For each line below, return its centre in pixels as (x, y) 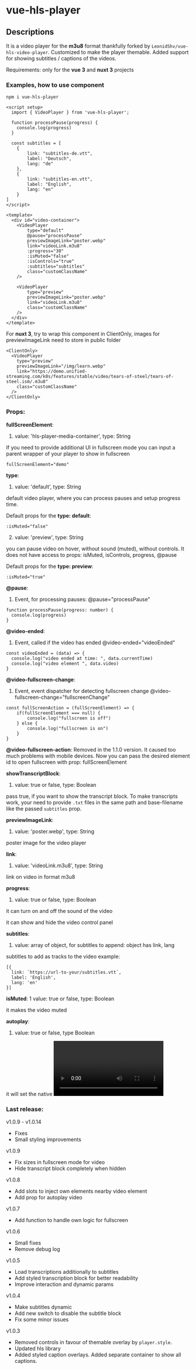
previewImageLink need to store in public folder (63, 340)
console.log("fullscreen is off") (69, 718)
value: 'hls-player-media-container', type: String (73, 436)
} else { (27, 723)
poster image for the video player (46, 843)
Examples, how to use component (55, 84)
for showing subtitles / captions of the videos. (61, 58)
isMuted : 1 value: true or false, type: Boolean (60, 999)
